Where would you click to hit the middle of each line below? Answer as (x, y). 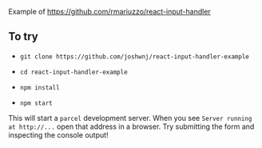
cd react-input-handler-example (73, 72)
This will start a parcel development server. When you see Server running (130, 118)
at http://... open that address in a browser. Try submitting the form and (131, 126)
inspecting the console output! (59, 134)
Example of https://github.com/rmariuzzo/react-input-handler (110, 12)
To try (23, 36)
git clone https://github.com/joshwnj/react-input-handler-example (134, 56)
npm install (40, 87)
